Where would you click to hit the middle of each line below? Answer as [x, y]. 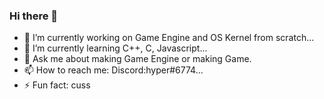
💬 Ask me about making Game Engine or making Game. [137, 59]
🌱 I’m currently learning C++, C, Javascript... [115, 48]
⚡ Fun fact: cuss [57, 85]
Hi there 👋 [34, 16]
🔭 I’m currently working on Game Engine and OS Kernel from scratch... [169, 38]
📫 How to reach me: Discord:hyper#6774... [113, 70]
